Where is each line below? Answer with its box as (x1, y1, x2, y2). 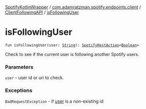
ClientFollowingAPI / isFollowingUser (5, 9, 79, 15)
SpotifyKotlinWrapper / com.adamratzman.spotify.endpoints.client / (5, 4, 141, 10)
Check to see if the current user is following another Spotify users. (5, 51, 140, 57)
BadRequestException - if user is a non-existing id (5, 98, 104, 104)
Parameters (5, 63, 33, 70)
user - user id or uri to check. (5, 75, 64, 81)
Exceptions (5, 87, 33, 94)
